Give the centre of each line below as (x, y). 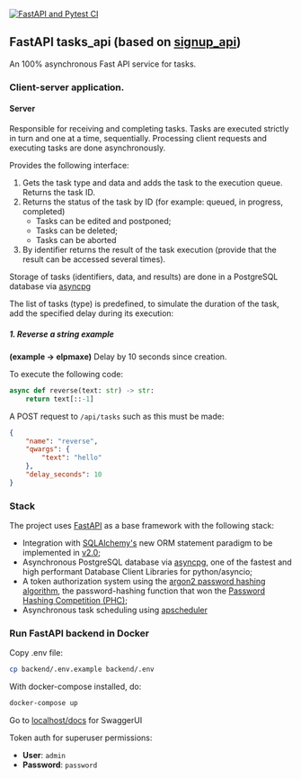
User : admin (44, 756)
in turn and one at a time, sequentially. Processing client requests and (138, 138)
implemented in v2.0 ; (62, 553)
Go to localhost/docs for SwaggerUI (76, 720)
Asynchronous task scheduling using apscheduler (115, 610)
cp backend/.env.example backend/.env (82, 670)
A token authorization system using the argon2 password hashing (144, 582)
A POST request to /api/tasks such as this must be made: (117, 416)
